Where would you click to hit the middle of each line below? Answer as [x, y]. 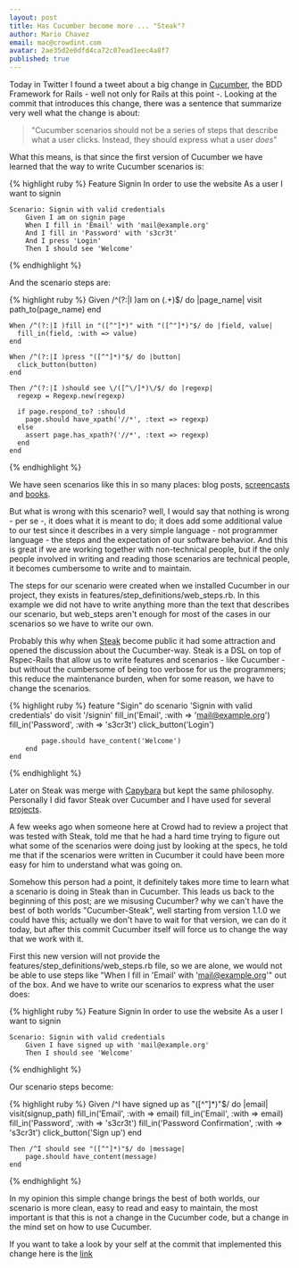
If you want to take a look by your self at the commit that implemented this [145, 1244]
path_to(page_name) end [55, 309]
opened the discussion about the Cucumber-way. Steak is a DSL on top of [145, 650]
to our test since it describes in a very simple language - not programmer [144, 530]
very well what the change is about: [75, 113]
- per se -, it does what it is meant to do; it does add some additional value [146, 521]
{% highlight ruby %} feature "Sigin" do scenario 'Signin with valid [131, 705]
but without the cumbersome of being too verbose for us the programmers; [148, 669]
